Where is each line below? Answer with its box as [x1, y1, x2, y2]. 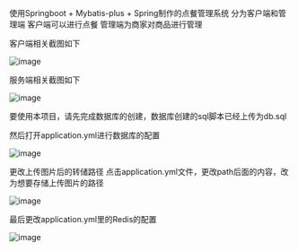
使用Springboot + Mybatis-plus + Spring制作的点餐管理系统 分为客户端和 [9, 8, 279, 18]
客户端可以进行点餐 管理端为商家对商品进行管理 [26, 19, 203, 30]
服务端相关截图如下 [9, 74, 81, 85]
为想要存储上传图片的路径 [9, 177, 104, 188]
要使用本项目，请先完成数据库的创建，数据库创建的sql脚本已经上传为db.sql [9, 111, 287, 121]
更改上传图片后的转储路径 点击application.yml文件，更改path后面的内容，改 [9, 167, 289, 177]
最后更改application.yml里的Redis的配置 [9, 214, 157, 224]
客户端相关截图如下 [9, 39, 81, 48]
